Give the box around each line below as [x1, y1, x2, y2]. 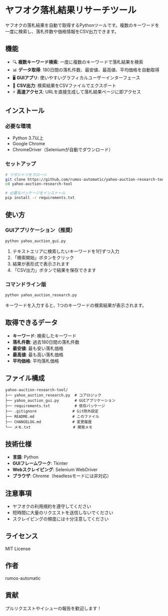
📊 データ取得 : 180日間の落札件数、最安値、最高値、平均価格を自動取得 [12, 66, 159, 73]
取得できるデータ [5, 319, 58, 327]
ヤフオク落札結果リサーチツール [5, 5, 136, 16]
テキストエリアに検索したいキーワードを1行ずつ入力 [12, 248, 120, 254]
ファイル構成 [5, 374, 45, 382]
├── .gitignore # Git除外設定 [5, 409, 99, 414]
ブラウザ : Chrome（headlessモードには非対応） [12, 473, 111, 479]
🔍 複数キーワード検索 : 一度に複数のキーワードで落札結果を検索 [12, 59, 143, 65]
